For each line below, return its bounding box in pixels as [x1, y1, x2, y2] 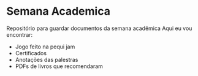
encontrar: [6, 31, 33, 38]
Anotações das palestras [15, 56, 78, 63]
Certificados [15, 49, 47, 56]
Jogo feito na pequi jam [15, 43, 75, 50]
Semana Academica [6, 4, 110, 18]
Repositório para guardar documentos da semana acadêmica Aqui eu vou [6, 25, 192, 32]
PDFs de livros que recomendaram [15, 63, 103, 70]
